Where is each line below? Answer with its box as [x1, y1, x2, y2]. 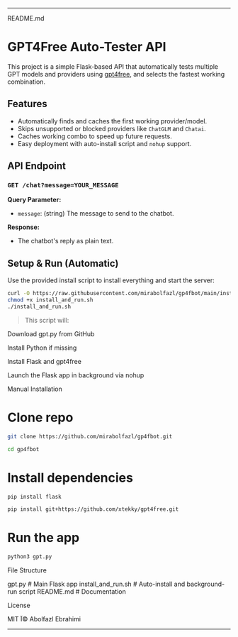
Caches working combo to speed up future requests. [17, 132, 172, 140]
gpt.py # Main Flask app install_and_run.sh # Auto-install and [7, 580, 186, 589]
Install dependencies [7, 470, 133, 486]
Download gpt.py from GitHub [7, 329, 95, 338]
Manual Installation [7, 384, 62, 393]
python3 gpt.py [7, 553, 52, 560]
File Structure [7, 566, 47, 575]
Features [7, 98, 47, 110]
